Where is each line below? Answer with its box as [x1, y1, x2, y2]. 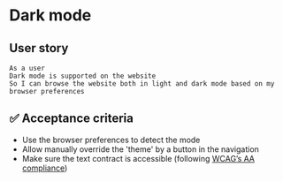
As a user [9, 64, 46, 72]
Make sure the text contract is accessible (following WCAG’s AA [21, 153, 255, 163]
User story [9, 41, 69, 56]
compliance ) [21, 163, 68, 173]
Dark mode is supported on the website [9, 72, 157, 80]
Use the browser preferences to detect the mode [21, 134, 201, 145]
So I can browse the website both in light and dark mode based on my [9, 80, 275, 88]
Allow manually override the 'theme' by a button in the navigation [21, 143, 259, 155]
